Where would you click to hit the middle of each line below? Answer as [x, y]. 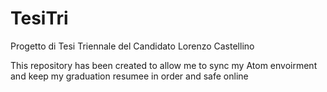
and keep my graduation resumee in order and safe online [129, 76]
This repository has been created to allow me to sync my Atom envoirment [164, 65]
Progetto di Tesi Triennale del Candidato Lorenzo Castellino [132, 46]
